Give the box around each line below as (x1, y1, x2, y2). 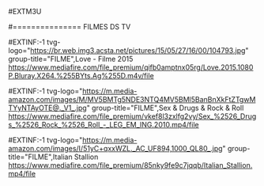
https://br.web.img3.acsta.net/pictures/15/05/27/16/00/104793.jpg (30, 46, 246, 55)
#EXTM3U (8, 7, 42, 16)
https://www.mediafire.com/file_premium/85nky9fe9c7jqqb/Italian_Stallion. (8, 161, 253, 169)
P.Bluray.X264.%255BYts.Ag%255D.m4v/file (8, 71, 154, 80)
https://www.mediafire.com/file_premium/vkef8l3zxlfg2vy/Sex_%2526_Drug (8, 112, 257, 121)
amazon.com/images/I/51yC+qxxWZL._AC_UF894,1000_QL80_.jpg (8, 144, 223, 153)
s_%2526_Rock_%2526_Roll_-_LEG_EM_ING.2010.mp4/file (8, 120, 199, 129)
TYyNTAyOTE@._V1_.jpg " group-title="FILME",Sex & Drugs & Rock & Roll (8, 103, 244, 112)
